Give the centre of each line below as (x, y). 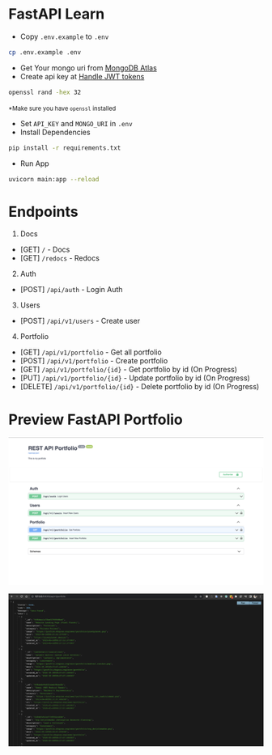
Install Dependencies (55, 132)
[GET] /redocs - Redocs (59, 258)
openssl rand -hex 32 (45, 92)
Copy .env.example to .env (64, 36)
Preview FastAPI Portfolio (96, 420)
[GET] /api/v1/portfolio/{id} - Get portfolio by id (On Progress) (128, 370)
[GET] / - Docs (45, 250)
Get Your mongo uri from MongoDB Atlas (89, 68)
